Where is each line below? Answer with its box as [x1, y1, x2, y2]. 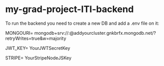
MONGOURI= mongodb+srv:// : [5, 30, 70, 36]
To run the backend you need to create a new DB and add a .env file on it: [5, 20, 159, 26]
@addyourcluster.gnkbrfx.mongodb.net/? [69, 30, 156, 36]
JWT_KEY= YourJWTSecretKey [5, 45, 70, 51]
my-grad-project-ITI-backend [5, 4, 134, 15]
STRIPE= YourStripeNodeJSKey [5, 54, 72, 61]
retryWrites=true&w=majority [5, 35, 67, 41]
